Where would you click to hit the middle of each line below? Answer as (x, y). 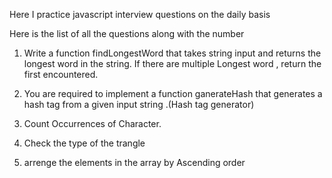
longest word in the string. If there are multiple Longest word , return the (172, 63)
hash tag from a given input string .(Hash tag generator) (139, 104)
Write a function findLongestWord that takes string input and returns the (172, 53)
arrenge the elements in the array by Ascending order (134, 162)
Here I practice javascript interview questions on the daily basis (140, 14)
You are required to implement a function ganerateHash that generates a (173, 93)
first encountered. (61, 74)
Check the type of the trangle (84, 143)
